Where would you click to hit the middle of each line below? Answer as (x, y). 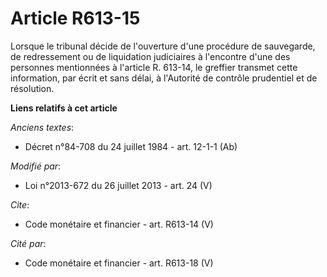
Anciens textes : (42, 127)
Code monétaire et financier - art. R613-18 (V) (119, 263)
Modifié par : (36, 166)
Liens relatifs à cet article (64, 108)
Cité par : (28, 243)
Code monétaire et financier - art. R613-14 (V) (119, 224)
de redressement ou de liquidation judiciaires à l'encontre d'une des (150, 56)
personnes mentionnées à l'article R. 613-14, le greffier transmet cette (154, 67)
